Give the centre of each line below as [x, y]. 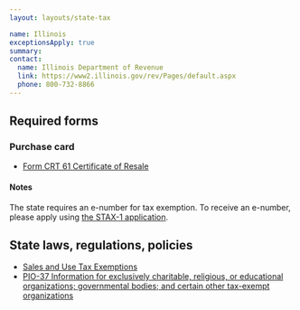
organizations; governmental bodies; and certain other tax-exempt [146, 287]
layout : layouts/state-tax [60, 18]
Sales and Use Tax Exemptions [80, 267]
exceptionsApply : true [52, 42]
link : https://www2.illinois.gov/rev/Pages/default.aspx [127, 76]
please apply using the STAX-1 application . [89, 217]
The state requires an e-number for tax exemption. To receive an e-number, [150, 207]
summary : [26, 51]
